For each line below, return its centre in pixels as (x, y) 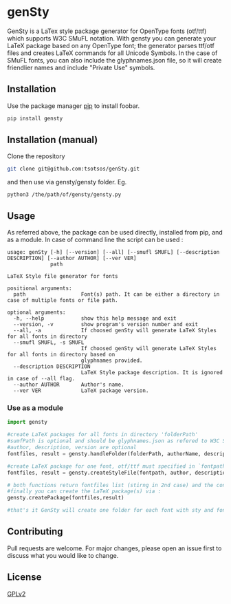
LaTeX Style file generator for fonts (63, 277)
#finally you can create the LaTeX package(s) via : (84, 492)
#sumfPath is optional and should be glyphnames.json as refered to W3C (113, 441)
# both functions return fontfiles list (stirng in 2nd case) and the (110, 485)
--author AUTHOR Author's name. (69, 385)
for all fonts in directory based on (61, 355)
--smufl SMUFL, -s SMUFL (49, 343)
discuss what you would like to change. (63, 555)
